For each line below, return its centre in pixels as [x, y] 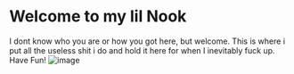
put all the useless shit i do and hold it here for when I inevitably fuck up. [142, 50]
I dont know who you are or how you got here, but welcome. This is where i [147, 41]
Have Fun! [28, 60]
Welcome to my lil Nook [98, 16]
